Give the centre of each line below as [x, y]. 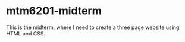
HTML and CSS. [26, 33]
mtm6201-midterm [54, 11]
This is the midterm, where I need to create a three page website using [93, 27]
